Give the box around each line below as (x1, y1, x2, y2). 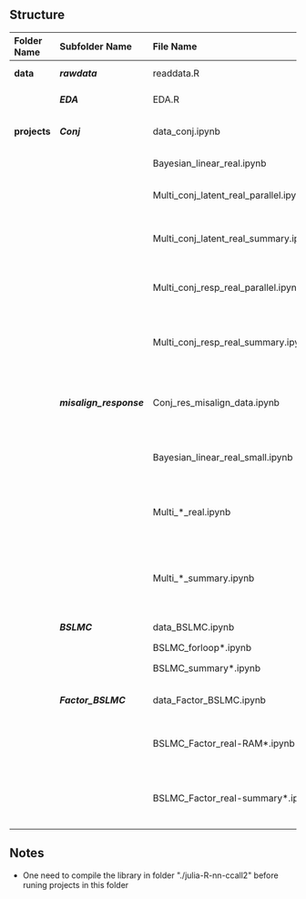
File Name (152, 40, 198, 53)
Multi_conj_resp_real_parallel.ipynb (152, 281, 302, 294)
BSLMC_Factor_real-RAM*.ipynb (152, 737, 296, 749)
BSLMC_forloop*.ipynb (152, 641, 252, 654)
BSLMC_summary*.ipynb (152, 661, 261, 674)
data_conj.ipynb (152, 125, 221, 138)
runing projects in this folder (22, 879, 129, 890)
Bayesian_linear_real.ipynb (152, 157, 267, 170)
